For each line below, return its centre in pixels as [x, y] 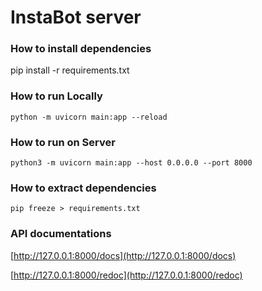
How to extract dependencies [83, 188]
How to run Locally [56, 96]
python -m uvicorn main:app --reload [89, 117]
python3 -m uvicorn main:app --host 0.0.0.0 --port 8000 [131, 163]
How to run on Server [63, 142]
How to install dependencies [81, 49]
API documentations [61, 234]
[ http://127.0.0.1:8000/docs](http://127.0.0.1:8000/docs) [123, 255]
